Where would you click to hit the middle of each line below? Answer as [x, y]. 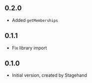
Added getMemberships [35, 20]
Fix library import [29, 48]
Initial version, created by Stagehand [49, 75]
